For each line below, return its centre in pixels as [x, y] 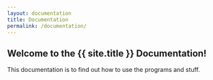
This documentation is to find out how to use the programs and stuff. [103, 70]
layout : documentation [39, 13]
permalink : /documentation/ [47, 26]
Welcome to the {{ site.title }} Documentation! [107, 53]
